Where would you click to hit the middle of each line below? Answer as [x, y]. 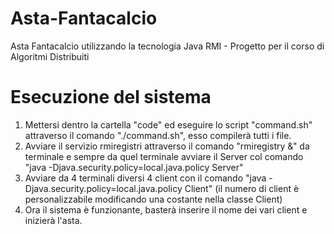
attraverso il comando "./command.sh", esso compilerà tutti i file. [158, 135]
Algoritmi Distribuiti [50, 56]
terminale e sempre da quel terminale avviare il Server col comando [164, 156]
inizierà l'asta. [53, 220]
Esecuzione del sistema [111, 97]
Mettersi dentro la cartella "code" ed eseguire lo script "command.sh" [168, 124]
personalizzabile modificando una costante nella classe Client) [153, 199]
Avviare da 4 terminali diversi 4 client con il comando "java [145, 178]
